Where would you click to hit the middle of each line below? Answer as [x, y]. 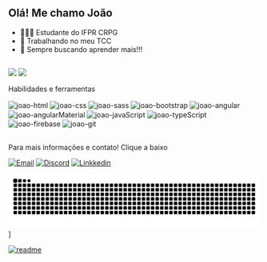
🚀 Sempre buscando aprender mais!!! [81, 49]
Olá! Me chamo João [61, 13]
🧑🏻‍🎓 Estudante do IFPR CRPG [69, 32]
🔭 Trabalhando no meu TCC [66, 41]
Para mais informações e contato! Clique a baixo [88, 147]
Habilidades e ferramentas [52, 89]
